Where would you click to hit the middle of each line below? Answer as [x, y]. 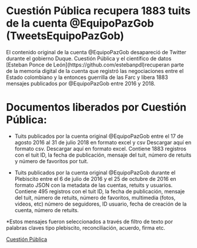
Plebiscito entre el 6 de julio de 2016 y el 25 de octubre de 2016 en [95, 178]
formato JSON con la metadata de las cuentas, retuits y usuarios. [94, 185]
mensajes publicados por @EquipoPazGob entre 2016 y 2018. [81, 83]
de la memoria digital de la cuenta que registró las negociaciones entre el [95, 71]
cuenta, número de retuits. [47, 210]
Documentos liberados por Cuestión [96, 108]
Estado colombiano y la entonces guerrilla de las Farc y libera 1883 [87, 77]
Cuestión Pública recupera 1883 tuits [98, 11]
